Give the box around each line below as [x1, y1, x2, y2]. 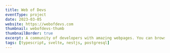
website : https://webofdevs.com [5, 21, 73, 27]
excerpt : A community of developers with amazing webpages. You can [5, 36, 153, 41]
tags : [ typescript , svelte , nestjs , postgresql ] [5, 40, 110, 45]
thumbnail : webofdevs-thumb [5, 26, 65, 31]
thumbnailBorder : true [5, 31, 53, 36]
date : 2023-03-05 [5, 17, 42, 22]
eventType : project [5, 12, 47, 17]
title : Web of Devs [5, 7, 47, 13]
